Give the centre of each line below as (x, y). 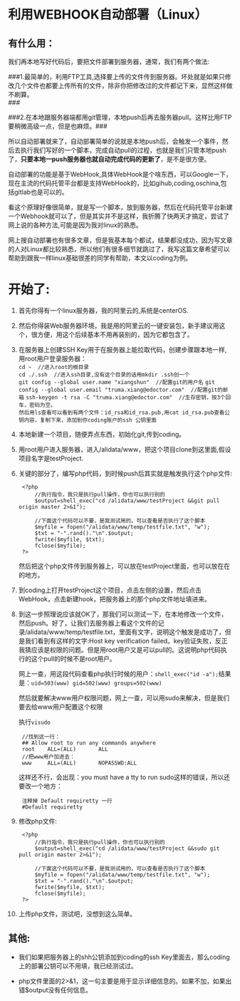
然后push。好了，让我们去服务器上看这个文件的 (88, 623)
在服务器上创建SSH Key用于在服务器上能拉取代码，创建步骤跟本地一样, (122, 349)
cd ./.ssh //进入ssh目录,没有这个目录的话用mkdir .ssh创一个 (104, 375)
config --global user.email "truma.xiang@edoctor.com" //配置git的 (120, 390)
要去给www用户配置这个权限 (61, 707)
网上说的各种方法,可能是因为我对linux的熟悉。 (75, 225)
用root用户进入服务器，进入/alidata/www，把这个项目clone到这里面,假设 (125, 449)
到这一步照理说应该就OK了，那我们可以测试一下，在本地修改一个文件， (122, 614)
